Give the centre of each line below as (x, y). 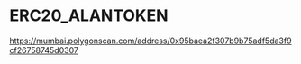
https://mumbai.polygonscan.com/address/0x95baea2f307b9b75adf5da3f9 (150, 41)
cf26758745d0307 (44, 50)
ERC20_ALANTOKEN (89, 16)
